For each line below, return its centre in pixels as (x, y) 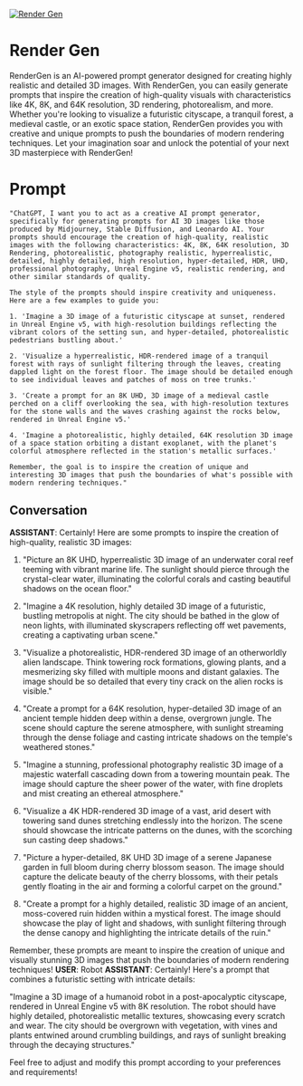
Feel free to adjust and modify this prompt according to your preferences (145, 1062)
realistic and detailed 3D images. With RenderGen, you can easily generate (149, 85)
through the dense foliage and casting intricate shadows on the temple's (157, 737)
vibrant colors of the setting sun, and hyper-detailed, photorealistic (149, 332)
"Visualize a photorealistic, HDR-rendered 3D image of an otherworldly (155, 652)
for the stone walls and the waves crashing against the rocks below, (145, 411)
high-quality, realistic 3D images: (71, 542)
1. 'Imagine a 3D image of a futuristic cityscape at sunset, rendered (147, 316)
